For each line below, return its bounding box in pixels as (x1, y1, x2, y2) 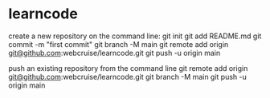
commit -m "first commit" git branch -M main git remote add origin (8, 39, 229, 49)
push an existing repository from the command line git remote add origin (8, 63, 248, 73)
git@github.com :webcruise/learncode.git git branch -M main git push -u (8, 72, 247, 81)
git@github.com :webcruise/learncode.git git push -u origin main (8, 48, 221, 57)
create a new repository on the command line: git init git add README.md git (8, 31, 262, 41)
